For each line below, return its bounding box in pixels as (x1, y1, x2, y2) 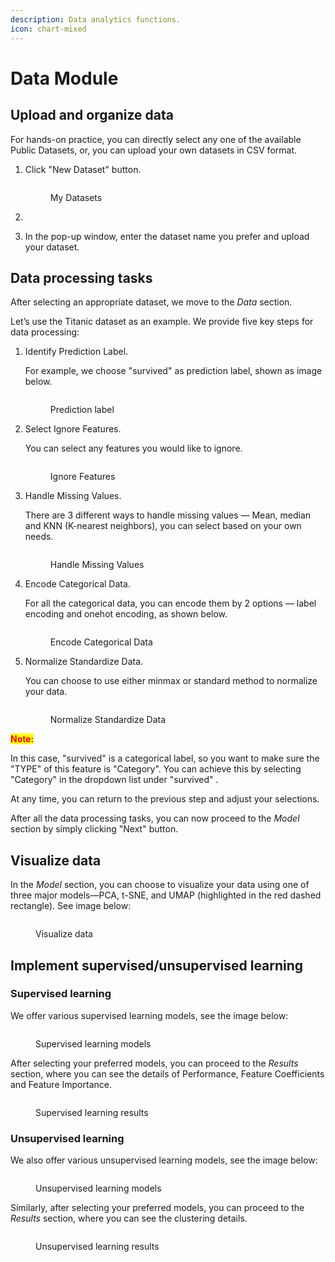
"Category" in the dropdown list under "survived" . (10, 774, 219, 786)
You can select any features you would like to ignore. (24, 442, 243, 455)
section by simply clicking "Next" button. (10, 823, 179, 835)
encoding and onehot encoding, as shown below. (24, 608, 228, 620)
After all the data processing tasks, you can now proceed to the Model (10, 812, 300, 825)
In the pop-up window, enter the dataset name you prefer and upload (24, 230, 310, 242)
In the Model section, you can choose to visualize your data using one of (10, 879, 310, 891)
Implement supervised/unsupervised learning (10, 957, 304, 974)
